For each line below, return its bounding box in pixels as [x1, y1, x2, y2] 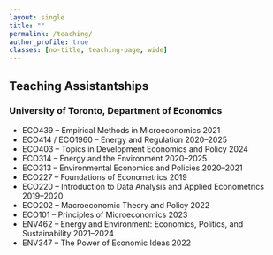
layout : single [9, 12, 65, 22]
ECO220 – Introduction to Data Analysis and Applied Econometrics [21, 181, 265, 191]
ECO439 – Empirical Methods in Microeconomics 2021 [21, 124, 221, 135]
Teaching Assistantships [9, 79, 149, 94]
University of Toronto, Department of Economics [9, 105, 223, 117]
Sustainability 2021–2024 [21, 228, 115, 238]
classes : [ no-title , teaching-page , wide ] [9, 46, 168, 55]
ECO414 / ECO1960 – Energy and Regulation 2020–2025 [21, 134, 228, 145]
